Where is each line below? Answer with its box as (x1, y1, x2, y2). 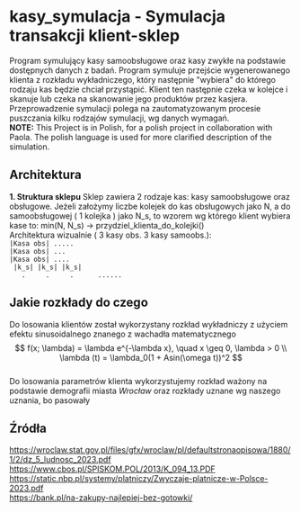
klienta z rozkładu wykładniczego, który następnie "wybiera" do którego (9, 74, 277, 85)
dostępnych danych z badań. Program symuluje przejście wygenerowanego (9, 65, 290, 76)
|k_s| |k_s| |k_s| (13, 263, 83, 272)
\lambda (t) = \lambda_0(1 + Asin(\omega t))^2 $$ (59, 352, 243, 363)
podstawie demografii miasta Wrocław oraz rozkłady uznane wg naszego (9, 385, 281, 396)
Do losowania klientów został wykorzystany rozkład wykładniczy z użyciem (9, 319, 288, 329)
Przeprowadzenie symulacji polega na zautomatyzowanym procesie (9, 103, 261, 113)
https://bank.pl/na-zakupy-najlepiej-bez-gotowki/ (9, 492, 193, 503)
